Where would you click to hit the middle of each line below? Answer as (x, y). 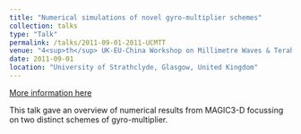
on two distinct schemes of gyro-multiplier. (89, 119)
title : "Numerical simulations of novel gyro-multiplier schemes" (136, 17)
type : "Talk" (34, 34)
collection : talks (43, 26)
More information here (51, 92)
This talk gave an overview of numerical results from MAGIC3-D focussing (146, 110)
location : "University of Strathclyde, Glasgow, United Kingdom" (133, 68)
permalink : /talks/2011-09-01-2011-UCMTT (88, 42)
